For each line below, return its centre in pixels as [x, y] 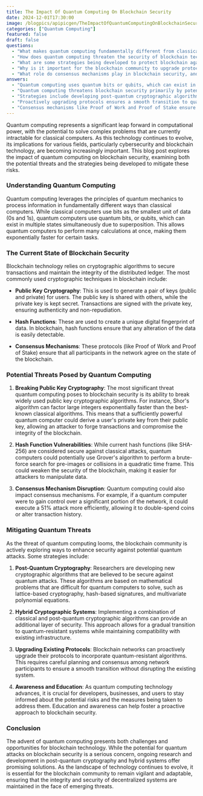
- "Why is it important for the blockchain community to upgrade [96, 68]
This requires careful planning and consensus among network [92, 662]
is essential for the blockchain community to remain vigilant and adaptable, [99, 773]
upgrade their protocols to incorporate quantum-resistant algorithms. [101, 656]
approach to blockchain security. [56, 712]
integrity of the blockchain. [49, 433]
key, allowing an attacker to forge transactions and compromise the [99, 427]
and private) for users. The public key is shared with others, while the [101, 297]
